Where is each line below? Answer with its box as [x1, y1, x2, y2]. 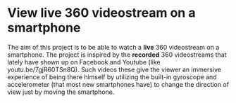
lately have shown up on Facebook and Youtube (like [7, 57, 161, 66]
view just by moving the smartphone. [7, 88, 115, 96]
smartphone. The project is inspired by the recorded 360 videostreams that [7, 50, 227, 59]
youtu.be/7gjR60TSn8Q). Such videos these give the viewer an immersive [7, 65, 222, 74]
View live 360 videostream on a [7, 5, 196, 21]
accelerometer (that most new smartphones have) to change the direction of [7, 80, 230, 88]
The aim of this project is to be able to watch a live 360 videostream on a [7, 43, 220, 51]
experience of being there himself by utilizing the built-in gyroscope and [7, 72, 217, 81]
